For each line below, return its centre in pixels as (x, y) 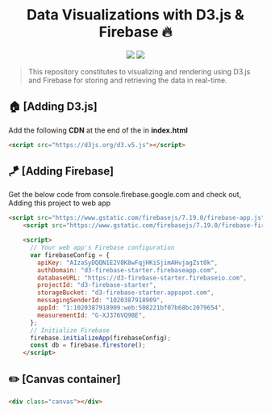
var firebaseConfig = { (70, 255)
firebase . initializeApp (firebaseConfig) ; (100, 338)
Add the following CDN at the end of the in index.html (98, 130)
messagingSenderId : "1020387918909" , (100, 301)
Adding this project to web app (60, 203)
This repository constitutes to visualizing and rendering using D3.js (139, 71)
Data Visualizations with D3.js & (135, 15)
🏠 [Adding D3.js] (53, 107)
